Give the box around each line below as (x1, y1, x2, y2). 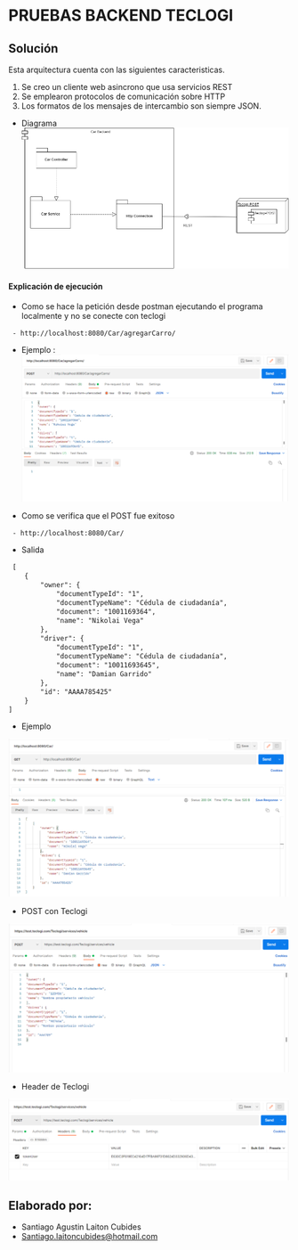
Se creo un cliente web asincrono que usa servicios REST (20, 82, 233, 92)
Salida (20, 544, 44, 555)
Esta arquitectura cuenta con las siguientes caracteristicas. (8, 64, 225, 75)
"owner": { (40, 580, 81, 589)
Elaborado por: (8, 1197, 93, 1213)
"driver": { (40, 633, 85, 642)
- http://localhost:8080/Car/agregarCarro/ (12, 329, 176, 338)
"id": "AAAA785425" (40, 687, 113, 696)
